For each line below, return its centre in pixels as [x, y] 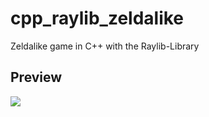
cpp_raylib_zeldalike [97, 18]
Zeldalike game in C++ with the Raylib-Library [105, 46]
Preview [36, 77]
